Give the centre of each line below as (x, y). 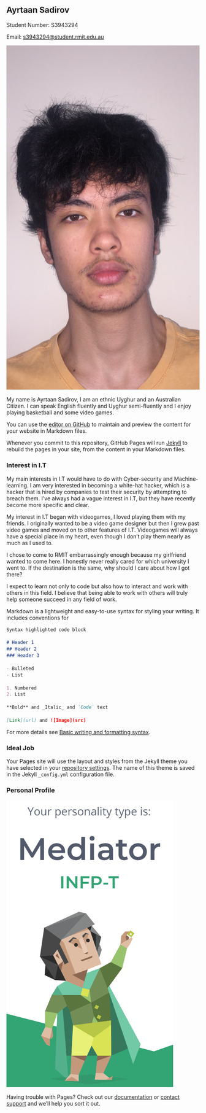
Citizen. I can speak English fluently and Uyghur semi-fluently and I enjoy (99, 406)
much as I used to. (30, 543)
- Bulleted (20, 669)
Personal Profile (31, 790)
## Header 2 (21, 649)
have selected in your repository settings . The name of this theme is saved (101, 768)
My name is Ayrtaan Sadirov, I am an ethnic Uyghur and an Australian (94, 400)
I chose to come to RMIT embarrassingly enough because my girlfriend (96, 554)
